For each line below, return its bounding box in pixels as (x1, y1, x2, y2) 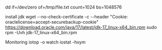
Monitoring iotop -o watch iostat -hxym (5, 39, 86, 45)
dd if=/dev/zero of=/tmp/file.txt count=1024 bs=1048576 (5, 4, 122, 10)
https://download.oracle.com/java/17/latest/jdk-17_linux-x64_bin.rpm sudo (5, 24, 157, 30)
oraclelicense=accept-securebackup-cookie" (5, 19, 99, 25)
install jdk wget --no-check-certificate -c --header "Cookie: (5, 14, 128, 19)
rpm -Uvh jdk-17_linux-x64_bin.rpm (5, 30, 77, 35)
